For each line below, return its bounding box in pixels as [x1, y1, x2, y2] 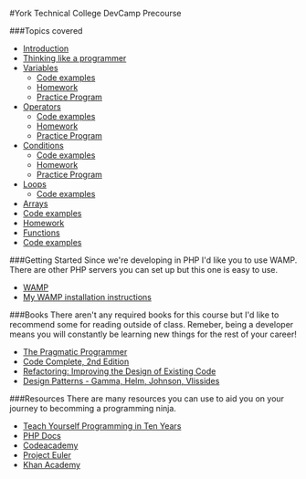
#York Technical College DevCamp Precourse [9, 8, 182, 18]
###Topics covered [9, 26, 83, 36]
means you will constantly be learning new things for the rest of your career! [9, 328, 297, 339]
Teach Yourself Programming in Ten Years [22, 421, 182, 432]
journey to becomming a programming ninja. [9, 403, 176, 413]
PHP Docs [22, 431, 61, 441]
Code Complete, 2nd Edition [22, 356, 130, 367]
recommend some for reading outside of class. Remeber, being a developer [9, 319, 294, 329]
